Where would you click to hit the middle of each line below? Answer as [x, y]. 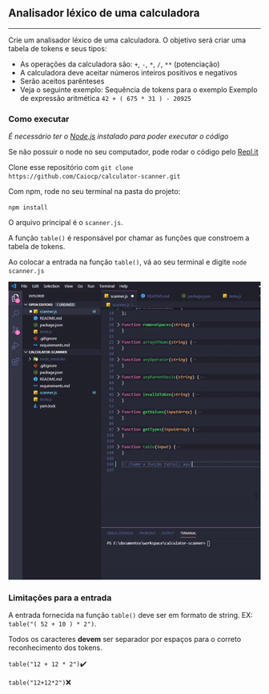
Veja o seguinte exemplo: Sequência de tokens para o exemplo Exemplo [139, 89]
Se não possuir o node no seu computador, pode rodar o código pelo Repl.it [133, 152]
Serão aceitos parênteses [62, 81]
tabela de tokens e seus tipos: [58, 48]
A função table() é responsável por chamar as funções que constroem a [129, 238]
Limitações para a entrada [60, 598]
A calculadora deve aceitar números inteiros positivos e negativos [128, 72]
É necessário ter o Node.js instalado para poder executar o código [118, 136]
